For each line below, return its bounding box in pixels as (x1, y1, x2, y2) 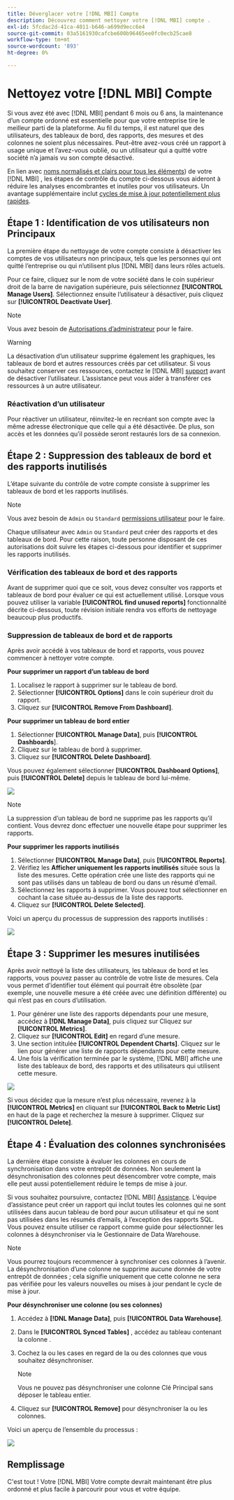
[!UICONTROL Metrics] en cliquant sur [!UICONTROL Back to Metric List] (7, 1104, 221, 1112)
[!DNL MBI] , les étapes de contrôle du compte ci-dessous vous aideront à (7, 174, 221, 183)
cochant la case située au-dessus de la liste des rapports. (17, 894, 184, 902)
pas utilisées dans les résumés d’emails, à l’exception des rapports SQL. (7, 1215, 214, 1223)
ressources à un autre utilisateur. (7, 381, 101, 389)
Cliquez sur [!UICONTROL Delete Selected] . (17, 901, 145, 909)
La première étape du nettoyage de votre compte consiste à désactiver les (7, 246, 221, 255)
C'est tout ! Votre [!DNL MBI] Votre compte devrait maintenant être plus (7, 1477, 212, 1485)
